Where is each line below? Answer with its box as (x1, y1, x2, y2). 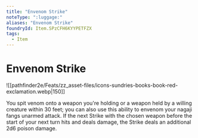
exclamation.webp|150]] (6, 87, 66, 95)
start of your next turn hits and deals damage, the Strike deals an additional (6, 118, 191, 126)
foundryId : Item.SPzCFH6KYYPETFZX (6, 25, 92, 32)
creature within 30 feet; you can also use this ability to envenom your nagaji (6, 105, 193, 113)
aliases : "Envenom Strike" (6, 20, 73, 26)
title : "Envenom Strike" (6, 8, 68, 15)
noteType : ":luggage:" (6, 14, 63, 20)
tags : (6, 31, 20, 37)
